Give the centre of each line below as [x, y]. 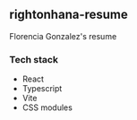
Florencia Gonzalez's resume [63, 36]
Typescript [42, 89]
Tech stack [34, 59]
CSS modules [47, 107]
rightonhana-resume [68, 15]
